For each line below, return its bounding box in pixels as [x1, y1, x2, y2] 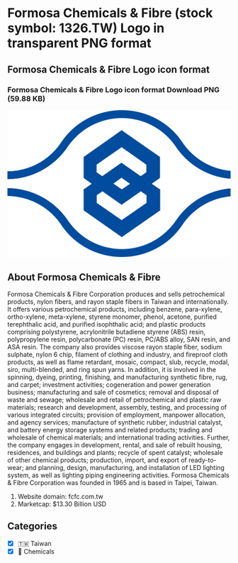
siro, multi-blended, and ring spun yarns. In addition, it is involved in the [7, 365, 217, 373]
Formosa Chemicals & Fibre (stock [7, 5, 213, 21]
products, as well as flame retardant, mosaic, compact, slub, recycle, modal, [7, 357, 230, 366]
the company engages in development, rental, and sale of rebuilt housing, [7, 440, 222, 449]
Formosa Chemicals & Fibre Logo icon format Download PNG [7, 84, 220, 94]
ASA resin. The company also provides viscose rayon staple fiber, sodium [7, 342, 222, 351]
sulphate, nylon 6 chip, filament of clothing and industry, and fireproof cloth [7, 350, 228, 359]
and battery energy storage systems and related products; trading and [7, 425, 212, 434]
